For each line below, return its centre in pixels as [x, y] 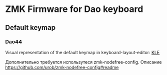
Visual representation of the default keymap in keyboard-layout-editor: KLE [82, 52]
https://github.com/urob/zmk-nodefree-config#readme [62, 67]
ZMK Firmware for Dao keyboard [74, 9]
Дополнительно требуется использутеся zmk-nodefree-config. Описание [83, 62]
